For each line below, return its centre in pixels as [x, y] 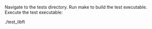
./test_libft [15, 22]
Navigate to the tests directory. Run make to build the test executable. [76, 7]
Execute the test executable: [34, 12]
